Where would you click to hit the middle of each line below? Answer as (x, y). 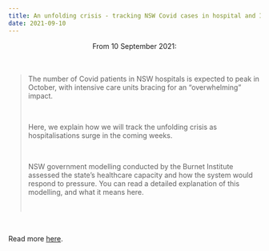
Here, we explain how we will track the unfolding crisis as (122, 127)
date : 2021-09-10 (37, 23)
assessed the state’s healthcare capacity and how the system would (141, 175)
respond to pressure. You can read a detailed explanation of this (134, 183)
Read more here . (36, 238)
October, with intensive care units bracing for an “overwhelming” (134, 87)
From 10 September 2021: (134, 46)
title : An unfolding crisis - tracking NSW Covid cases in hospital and (132, 16)
